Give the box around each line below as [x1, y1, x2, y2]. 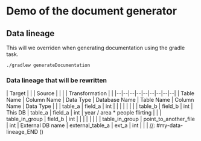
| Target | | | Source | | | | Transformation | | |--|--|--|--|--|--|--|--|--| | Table [6, 90, 195, 97]
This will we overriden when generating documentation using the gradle [6, 44, 185, 51]
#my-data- [156, 122, 183, 129]
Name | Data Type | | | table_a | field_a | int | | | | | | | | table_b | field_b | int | [6, 102, 193, 110]
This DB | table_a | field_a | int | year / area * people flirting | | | [6, 109, 162, 116]
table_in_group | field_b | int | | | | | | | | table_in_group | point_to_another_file [6, 116, 195, 123]
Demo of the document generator [6, 4, 177, 18]
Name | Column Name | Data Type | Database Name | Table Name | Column [6, 96, 194, 104]
